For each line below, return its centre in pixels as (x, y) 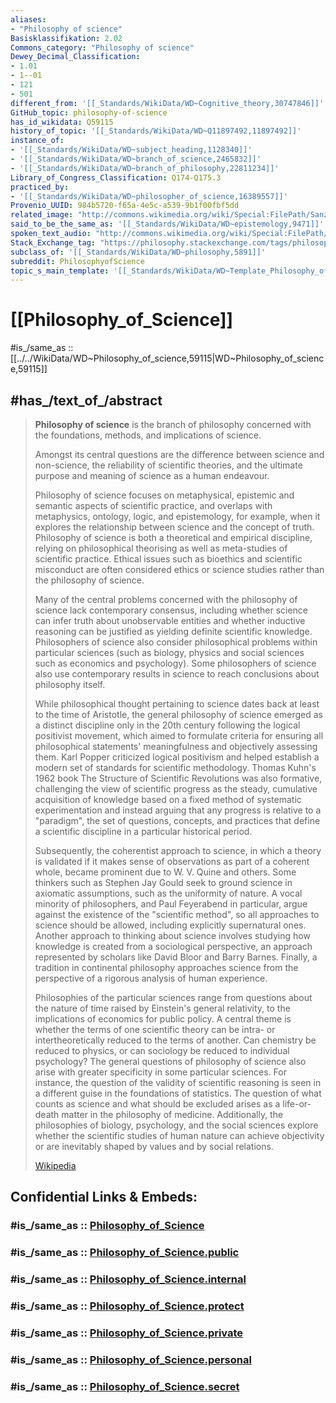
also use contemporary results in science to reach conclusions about (177, 674)
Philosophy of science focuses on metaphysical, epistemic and (164, 495)
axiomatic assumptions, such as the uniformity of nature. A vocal (168, 893)
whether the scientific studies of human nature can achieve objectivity (179, 1135)
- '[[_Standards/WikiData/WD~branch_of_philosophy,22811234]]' (145, 168)
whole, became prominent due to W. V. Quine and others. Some (165, 872)
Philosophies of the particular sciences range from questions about (173, 997)
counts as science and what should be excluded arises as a (157, 1104)
